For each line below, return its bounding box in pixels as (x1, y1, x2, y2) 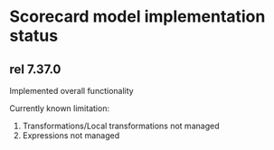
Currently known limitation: (9, 103, 110, 114)
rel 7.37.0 (9, 61, 61, 77)
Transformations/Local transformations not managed (22, 120, 220, 131)
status (9, 25, 59, 46)
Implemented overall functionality (9, 86, 134, 96)
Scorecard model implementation (9, 6, 266, 27)
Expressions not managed (22, 130, 120, 141)
